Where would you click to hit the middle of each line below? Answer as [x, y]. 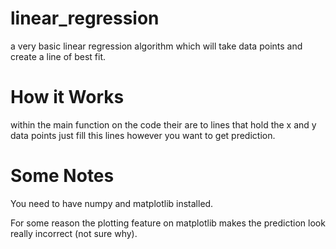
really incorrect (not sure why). [74, 233]
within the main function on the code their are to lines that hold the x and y [163, 124]
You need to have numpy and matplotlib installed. [112, 203]
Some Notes [62, 176]
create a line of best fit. [58, 56]
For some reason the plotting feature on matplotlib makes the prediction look [168, 223]
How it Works [67, 97]
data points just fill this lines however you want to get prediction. [143, 135]
